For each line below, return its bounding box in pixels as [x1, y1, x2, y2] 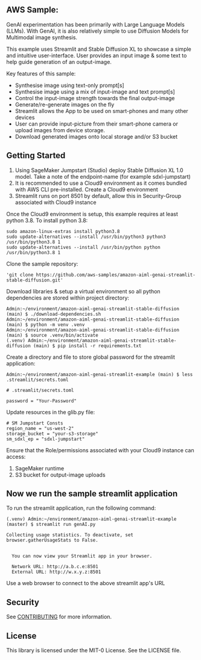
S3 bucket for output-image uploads [14, 471, 106, 478]
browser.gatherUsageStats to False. [6, 537, 98, 543]
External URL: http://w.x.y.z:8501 [11, 569, 101, 575]
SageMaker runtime [14, 464, 65, 472]
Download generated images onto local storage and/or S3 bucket [14, 133, 178, 140]
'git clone [6, 272, 34, 278]
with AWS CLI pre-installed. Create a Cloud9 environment [14, 185, 158, 193]
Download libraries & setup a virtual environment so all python [6, 287, 161, 295]
